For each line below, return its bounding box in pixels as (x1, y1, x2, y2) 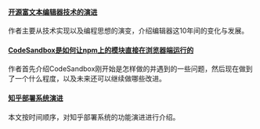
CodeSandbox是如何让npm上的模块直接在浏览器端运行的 (8, 45, 194, 55)
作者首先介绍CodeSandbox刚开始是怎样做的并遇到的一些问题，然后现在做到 (8, 64, 253, 73)
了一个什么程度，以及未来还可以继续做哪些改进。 (8, 74, 166, 84)
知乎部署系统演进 (8, 94, 63, 102)
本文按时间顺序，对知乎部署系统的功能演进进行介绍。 (8, 112, 180, 121)
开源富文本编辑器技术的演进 (8, 7, 98, 16)
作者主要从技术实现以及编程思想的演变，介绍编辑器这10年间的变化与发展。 (8, 26, 249, 35)
